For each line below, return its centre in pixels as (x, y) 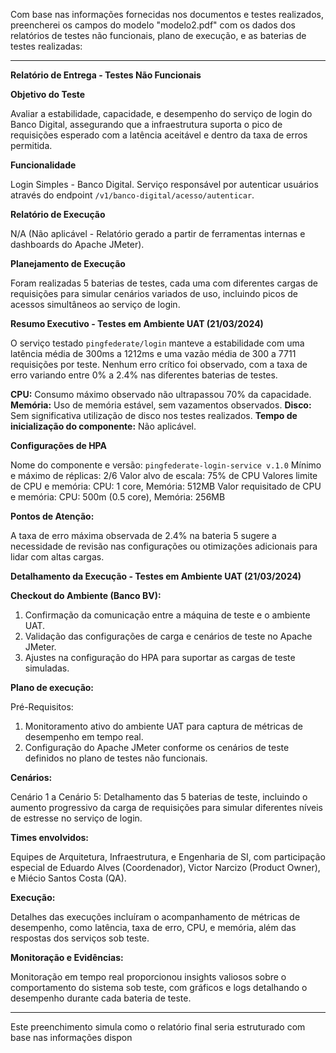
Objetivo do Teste (48, 94)
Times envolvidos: (50, 837)
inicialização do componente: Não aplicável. (103, 426)
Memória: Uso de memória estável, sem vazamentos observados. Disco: (161, 405)
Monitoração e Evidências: (67, 957)
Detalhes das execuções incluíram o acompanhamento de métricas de (155, 917)
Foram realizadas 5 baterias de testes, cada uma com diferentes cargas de (164, 283)
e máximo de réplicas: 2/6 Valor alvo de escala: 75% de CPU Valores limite (164, 475)
